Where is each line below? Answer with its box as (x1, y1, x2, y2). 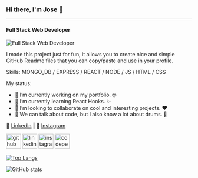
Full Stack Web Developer (6, 26, 71, 33)
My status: (6, 79, 32, 87)
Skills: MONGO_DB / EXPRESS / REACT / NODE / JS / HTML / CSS (6, 68, 166, 75)
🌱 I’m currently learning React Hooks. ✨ (14, 98, 111, 105)
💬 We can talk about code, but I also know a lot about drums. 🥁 (14, 110, 167, 117)
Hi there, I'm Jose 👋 (6, 5, 63, 14)
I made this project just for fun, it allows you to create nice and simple (6, 51, 175, 58)
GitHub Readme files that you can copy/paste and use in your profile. (6, 57, 174, 64)
